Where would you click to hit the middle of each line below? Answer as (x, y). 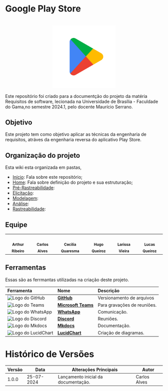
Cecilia (70, 244)
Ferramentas (25, 268)
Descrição (109, 291)
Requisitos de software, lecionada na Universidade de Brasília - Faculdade (82, 101)
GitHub (65, 298)
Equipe (16, 224)
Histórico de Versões (50, 354)
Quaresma (70, 251)
